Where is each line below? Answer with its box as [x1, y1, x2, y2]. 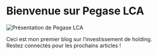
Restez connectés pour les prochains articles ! [6, 42, 122, 49]
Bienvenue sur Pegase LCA [6, 4, 145, 18]
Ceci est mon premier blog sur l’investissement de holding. [6, 35, 153, 42]
